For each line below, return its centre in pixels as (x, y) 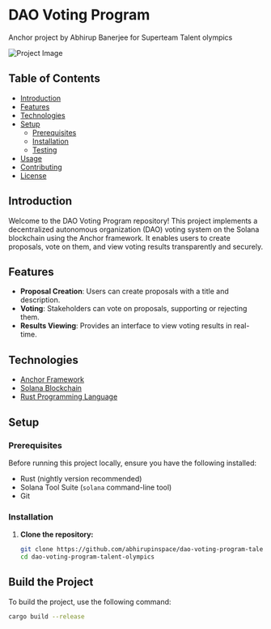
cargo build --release (47, 616)
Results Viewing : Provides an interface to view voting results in (126, 326)
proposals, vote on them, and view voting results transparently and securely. (136, 246)
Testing (44, 150)
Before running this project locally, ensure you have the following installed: (133, 463)
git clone (37, 550)
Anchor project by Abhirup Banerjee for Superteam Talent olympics (121, 37)
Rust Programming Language (69, 397)
